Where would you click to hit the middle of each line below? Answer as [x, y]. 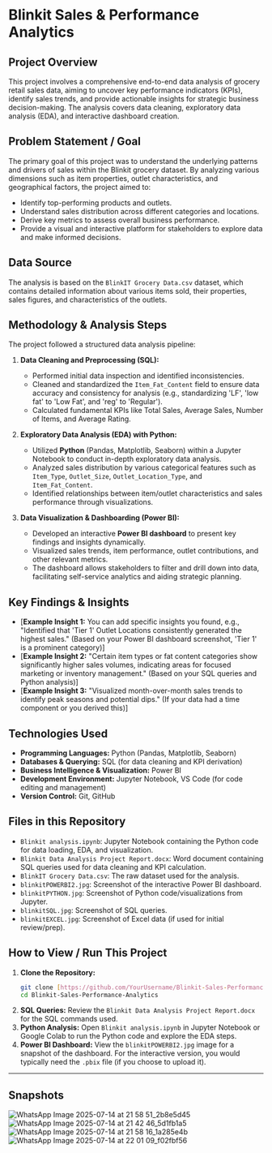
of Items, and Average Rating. [81, 419]
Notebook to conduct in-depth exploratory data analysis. [127, 459]
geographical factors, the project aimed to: [80, 187]
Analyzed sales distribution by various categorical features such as [144, 467]
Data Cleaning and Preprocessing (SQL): [89, 360]
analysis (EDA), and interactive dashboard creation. [94, 116]
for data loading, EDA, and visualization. [87, 850]
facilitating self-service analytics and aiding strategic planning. [137, 577]
